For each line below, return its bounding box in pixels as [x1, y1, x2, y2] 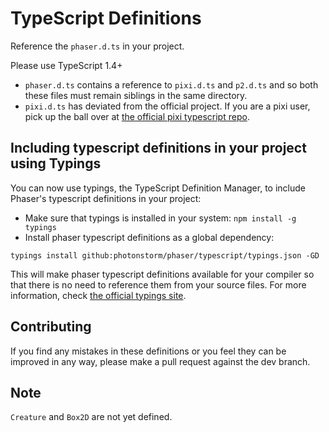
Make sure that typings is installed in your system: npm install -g [24, 212, 297, 224]
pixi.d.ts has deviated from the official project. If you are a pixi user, [24, 100, 311, 112]
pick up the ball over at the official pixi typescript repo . [24, 110, 250, 122]
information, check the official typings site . [10, 289, 187, 301]
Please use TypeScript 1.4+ [10, 59, 123, 71]
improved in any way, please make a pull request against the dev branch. [10, 355, 311, 367]
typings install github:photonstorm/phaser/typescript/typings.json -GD [10, 250, 320, 261]
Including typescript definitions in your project [10, 140, 307, 157]
